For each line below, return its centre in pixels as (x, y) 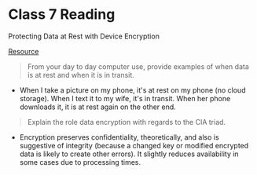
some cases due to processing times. (80, 162)
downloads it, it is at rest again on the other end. (98, 107)
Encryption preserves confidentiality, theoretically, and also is (119, 137)
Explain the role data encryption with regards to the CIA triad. (127, 122)
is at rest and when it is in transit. (81, 75)
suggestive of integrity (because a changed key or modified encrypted (134, 145)
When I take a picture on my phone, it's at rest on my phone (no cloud (132, 90)
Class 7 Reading (62, 15)
